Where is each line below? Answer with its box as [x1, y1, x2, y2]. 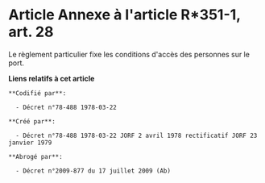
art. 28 [8, 23, 54, 41]
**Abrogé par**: [8, 152, 63, 160]
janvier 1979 [8, 139, 52, 147]
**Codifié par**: [8, 89, 67, 98]
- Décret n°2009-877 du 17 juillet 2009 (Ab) [15, 167, 172, 175]
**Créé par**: [8, 117, 56, 126]
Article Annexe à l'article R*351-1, [8, 6, 241, 24]
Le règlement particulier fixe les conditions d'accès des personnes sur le [8, 49, 250, 59]
